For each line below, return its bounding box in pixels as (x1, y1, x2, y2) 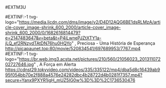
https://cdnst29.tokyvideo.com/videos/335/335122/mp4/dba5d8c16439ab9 (5, 67, 160, 73)
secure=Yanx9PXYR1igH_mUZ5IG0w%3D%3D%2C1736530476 (5, 77, 135, 83)
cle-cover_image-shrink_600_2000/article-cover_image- (5, 24, 121, 30)
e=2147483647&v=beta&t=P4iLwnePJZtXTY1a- (5, 35, 102, 41)
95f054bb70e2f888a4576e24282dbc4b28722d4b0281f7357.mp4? (5, 72, 143, 78)
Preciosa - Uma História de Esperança (77, 40, 155, 46)
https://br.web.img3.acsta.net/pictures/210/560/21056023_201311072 (19, 56, 161, 62)
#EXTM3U (5, 4, 26, 10)
